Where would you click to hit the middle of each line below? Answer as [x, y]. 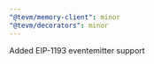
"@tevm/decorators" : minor [59, 25]
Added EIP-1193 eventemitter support [77, 50]
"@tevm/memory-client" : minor [65, 17]
